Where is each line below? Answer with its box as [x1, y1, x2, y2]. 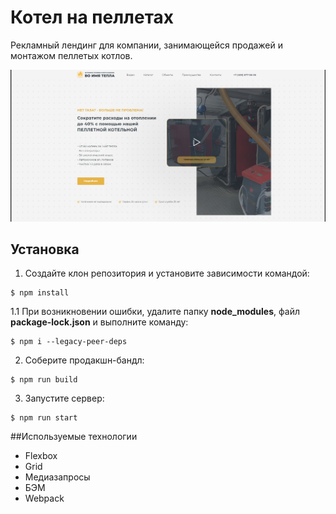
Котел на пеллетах [10, 6, 175, 29]
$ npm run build [10, 375, 78, 385]
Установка [10, 241, 80, 258]
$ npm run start [10, 413, 78, 423]
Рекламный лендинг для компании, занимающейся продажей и [10, 39, 284, 51]
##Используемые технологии [10, 431, 138, 443]
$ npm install [10, 288, 70, 298]
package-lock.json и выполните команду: [10, 316, 189, 328]
